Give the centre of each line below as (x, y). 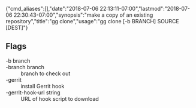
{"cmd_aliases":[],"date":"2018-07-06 (52, 9)
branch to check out (46, 73)
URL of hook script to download (60, 98)
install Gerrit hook (43, 86)
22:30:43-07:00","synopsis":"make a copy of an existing (83, 15)
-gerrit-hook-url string (33, 92)
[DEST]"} (17, 27)
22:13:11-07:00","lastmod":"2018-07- (145, 9)
